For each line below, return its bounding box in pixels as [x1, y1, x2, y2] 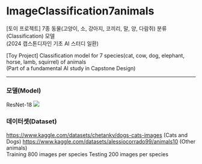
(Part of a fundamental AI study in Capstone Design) [6, 64, 136, 71]
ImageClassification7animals [6, 4, 155, 18]
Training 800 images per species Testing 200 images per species [6, 150, 169, 157]
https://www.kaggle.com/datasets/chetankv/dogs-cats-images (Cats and [6, 131, 188, 139]
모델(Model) [6, 86, 41, 94]
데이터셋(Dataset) [6, 117, 57, 126]
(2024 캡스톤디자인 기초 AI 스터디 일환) [6, 40, 99, 47]
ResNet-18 [6, 101, 32, 109]
